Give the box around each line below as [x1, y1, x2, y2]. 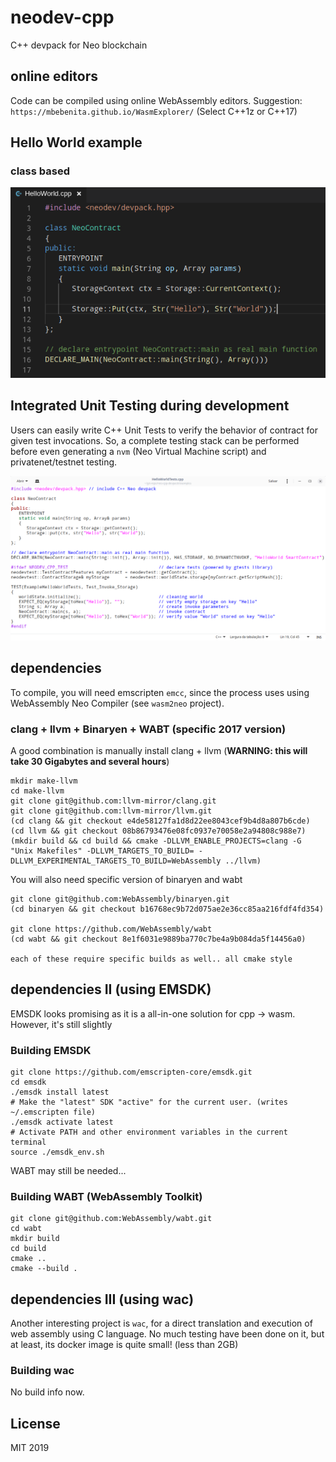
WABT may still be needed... [10, 1165, 127, 1177]
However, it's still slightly [10, 1018, 113, 1030]
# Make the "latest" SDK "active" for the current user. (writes [10, 1097, 288, 1108]
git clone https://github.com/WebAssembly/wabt [10, 924, 213, 934]
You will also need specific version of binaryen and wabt [10, 873, 243, 885]
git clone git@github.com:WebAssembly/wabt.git [10, 1214, 213, 1224]
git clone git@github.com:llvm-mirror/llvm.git [10, 806, 213, 816]
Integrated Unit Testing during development [10, 397, 290, 415]
